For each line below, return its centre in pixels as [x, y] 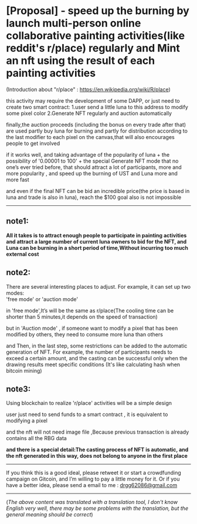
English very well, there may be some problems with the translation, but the [97, 508]
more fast [18, 180]
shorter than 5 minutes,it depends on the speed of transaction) [82, 317]
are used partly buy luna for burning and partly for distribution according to [97, 131]
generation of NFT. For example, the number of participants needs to [89, 352]
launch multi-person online [74, 23]
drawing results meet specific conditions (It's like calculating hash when [93, 364]
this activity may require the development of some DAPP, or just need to [93, 100]
